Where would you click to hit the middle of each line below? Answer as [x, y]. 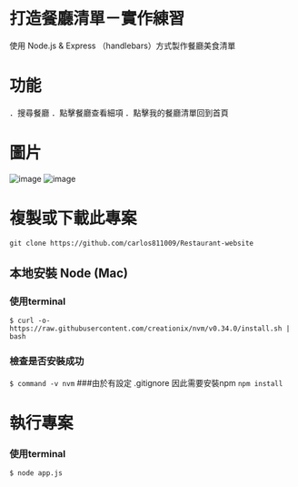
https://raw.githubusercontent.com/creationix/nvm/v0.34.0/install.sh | [150, 329]
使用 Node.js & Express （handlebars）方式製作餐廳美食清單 [123, 46]
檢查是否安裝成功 [47, 361]
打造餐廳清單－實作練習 [97, 19]
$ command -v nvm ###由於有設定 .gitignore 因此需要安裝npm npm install [146, 382]
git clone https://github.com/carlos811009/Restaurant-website [132, 243]
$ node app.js [36, 473]
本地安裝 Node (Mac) [69, 274]
